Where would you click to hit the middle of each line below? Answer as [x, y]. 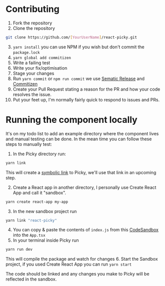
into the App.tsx [29, 235]
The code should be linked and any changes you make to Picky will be [78, 274]
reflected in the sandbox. [31, 279]
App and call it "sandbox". [40, 192]
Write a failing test [31, 63]
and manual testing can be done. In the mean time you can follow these [79, 139]
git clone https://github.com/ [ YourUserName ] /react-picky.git [71, 37]
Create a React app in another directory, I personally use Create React [84, 187]
